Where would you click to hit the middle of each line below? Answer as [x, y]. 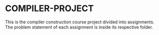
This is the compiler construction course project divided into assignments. [80, 22]
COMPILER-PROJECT [49, 9]
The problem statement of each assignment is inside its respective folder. [79, 27]
